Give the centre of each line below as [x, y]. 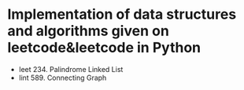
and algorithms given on [89, 31]
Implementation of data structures [122, 14]
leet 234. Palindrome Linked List [71, 69]
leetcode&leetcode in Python [104, 48]
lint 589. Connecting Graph [63, 77]
